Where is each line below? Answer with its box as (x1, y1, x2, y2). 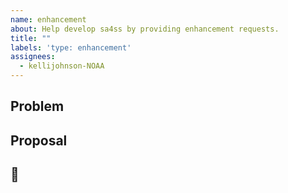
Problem (10, 98, 65, 115)
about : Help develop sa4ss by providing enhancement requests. (10, 24, 280, 34)
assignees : (10, 52, 56, 62)
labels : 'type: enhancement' (10, 42, 132, 53)
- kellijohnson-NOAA (19, 61, 105, 71)
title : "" (10, 33, 52, 43)
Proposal (10, 132, 68, 149)
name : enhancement (10, 14, 87, 25)
